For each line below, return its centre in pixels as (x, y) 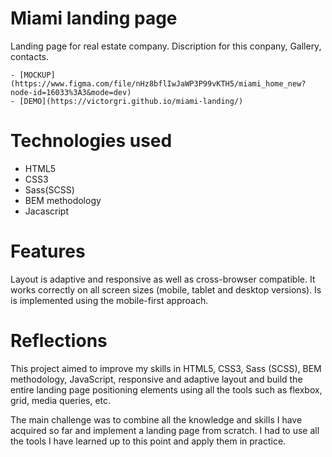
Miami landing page (94, 18)
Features (48, 251)
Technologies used (91, 141)
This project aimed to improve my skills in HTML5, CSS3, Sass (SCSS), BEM (166, 368)
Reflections (59, 341)
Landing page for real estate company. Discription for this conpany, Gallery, (166, 46)
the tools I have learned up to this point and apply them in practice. (148, 441)
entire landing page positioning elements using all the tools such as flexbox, (166, 389)
